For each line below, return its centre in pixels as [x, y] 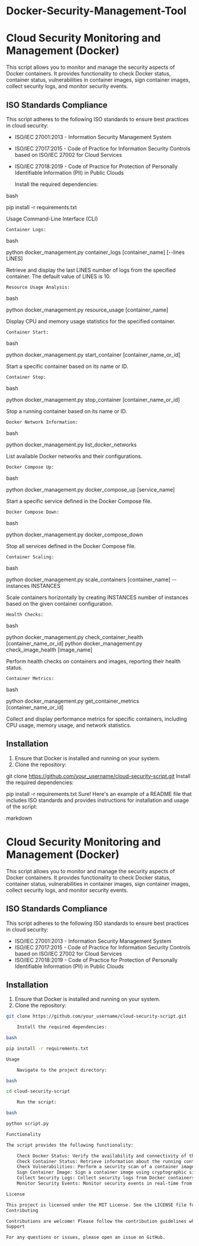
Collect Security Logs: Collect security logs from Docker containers [106, 1178]
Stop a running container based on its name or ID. [67, 411]
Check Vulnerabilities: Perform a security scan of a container [98, 1167]
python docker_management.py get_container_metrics [73, 701]
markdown [19, 818]
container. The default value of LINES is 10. [59, 276]
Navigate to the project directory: [62, 1070]
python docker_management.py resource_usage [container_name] [87, 310]
